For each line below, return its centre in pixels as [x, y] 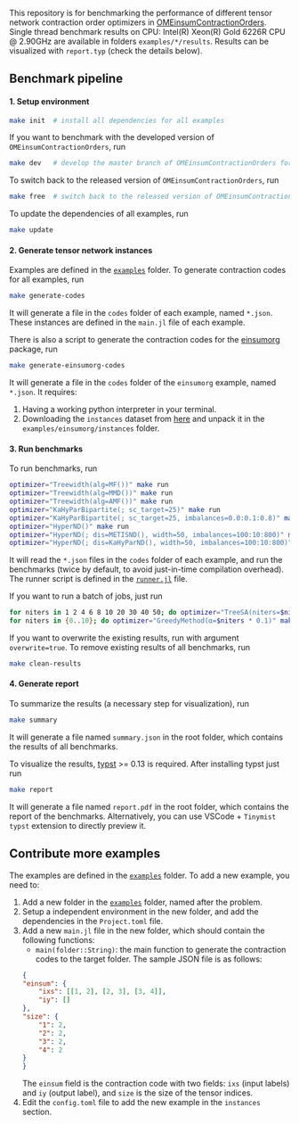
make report [31, 789]
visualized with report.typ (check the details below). [106, 51]
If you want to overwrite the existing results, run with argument [124, 638]
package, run [33, 349]
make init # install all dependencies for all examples [117, 120]
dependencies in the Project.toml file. [92, 921]
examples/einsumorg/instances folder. [91, 428]
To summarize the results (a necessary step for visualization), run [129, 704]
